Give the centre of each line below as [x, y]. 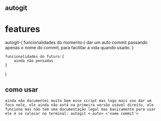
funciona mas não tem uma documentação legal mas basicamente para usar [80, 109]
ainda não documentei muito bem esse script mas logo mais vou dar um [78, 101]
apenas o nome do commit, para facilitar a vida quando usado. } [70, 48]
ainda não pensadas [34, 61]
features [23, 29]
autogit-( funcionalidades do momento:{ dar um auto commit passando [76, 42]
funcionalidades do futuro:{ [35, 57]
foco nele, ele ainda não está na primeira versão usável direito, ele [79, 105]
